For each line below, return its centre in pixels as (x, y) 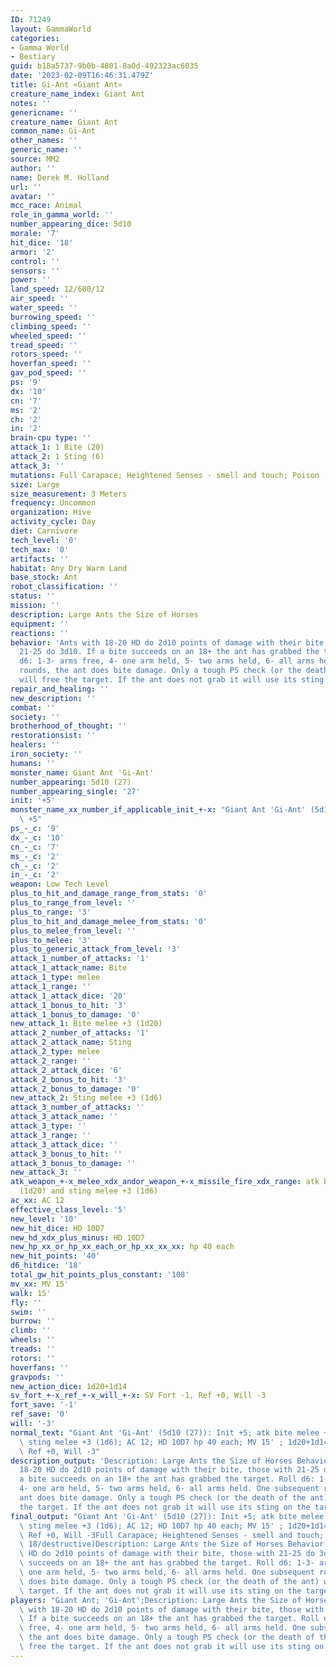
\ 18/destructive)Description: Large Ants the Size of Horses (151, 1544)
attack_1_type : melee (55, 977)
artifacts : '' (40, 559)
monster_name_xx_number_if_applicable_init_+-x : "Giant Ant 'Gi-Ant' (158, 810)
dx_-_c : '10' (37, 837)
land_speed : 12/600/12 (57, 289)
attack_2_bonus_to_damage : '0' (75, 1089)
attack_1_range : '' (51, 986)
